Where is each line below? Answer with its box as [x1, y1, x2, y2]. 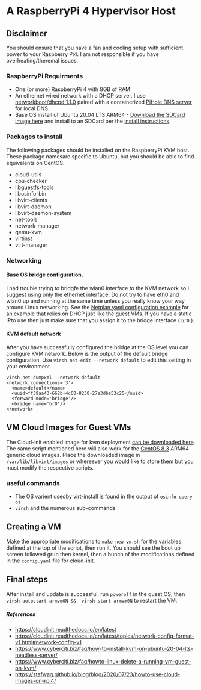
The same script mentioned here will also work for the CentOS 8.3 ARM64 [6, 444, 189, 452]
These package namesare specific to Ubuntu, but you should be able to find [6, 152, 194, 160]
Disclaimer [6, 28, 47, 39]
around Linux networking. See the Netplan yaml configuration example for [6, 303, 189, 311]
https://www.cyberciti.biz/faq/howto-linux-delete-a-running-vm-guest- [14, 657, 192, 665]
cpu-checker [14, 177, 47, 184]
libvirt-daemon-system [14, 209, 72, 216]
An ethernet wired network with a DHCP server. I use [14, 92, 146, 99]
